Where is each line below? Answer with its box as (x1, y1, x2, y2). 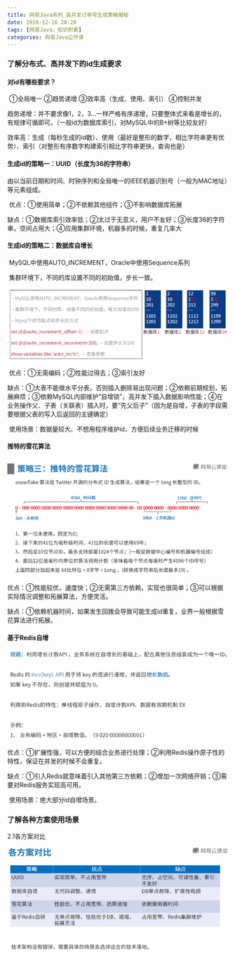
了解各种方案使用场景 (7, 815, 79, 824)
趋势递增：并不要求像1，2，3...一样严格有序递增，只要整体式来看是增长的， (7, 110, 226, 118)
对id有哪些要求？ (7, 77, 56, 86)
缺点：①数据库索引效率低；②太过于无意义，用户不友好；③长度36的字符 (7, 215, 225, 224)
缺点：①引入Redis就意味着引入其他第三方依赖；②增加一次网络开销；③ (7, 772, 221, 780)
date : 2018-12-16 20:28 (7, 18, 77, 26)
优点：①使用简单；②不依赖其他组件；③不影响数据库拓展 (8, 200, 182, 209)
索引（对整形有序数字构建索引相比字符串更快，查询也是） (22, 142, 189, 150)
